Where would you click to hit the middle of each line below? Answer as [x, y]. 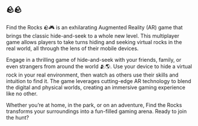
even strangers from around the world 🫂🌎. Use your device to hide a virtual [99, 66]
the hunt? [18, 117]
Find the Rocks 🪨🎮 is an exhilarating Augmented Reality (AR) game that [95, 27]
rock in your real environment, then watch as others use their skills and [92, 75]
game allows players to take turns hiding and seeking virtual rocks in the [94, 42]
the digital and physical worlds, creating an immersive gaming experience [96, 87]
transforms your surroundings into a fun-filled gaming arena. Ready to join [97, 111]
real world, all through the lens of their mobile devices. [72, 48]
